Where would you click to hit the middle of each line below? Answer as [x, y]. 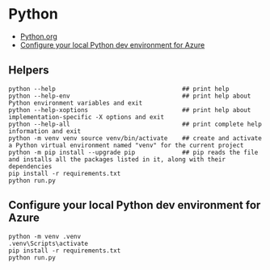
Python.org [39, 36]
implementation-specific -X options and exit [86, 117]
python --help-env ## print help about [130, 96]
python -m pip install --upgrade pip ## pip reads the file [133, 152]
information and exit [45, 131]
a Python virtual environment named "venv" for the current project [126, 145]
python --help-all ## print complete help [135, 124]
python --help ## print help [119, 89]
